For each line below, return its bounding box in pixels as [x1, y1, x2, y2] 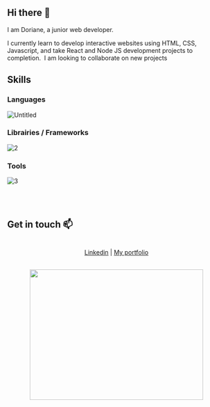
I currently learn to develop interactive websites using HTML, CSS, [7, 39, 198, 47]
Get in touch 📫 [7, 218, 73, 230]
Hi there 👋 [7, 7, 51, 19]
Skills [7, 74, 31, 86]
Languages [7, 95, 46, 104]
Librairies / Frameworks [7, 128, 89, 138]
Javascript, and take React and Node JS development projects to [7, 46, 193, 54]
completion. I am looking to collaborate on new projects [7, 54, 168, 62]
